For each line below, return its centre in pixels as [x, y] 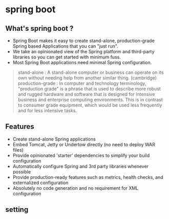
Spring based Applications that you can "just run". [66, 46]
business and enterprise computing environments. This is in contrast [90, 99]
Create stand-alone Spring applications [54, 139]
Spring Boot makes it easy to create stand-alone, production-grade [83, 41]
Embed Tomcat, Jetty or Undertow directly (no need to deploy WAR [84, 144]
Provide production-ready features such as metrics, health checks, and [88, 177]
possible [22, 172]
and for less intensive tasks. [47, 111]
